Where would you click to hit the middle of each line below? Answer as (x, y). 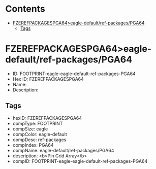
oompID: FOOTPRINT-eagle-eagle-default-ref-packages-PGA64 (80, 161)
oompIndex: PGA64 (33, 145)
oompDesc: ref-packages (39, 140)
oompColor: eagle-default (40, 134)
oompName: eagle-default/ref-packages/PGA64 (63, 150)
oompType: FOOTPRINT (38, 123)
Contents (25, 9)
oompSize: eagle (30, 129)
